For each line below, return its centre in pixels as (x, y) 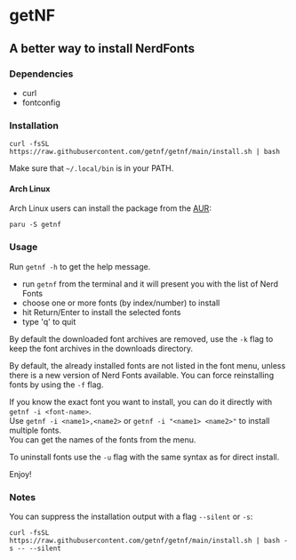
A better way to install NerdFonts (102, 49)
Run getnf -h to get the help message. (80, 266)
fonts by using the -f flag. (56, 385)
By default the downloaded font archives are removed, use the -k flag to (141, 338)
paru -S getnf (36, 225)
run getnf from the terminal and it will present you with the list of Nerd (150, 284)
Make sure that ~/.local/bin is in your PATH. (92, 168)
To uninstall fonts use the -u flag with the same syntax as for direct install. (144, 457)
